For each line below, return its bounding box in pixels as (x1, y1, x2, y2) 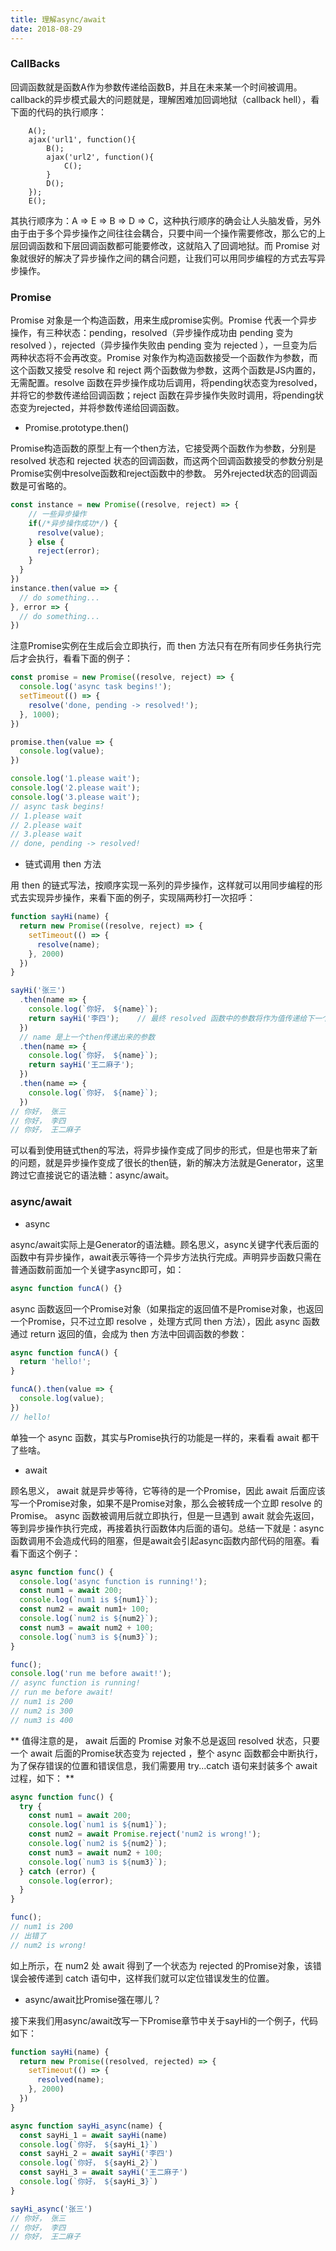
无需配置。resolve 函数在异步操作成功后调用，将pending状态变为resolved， (10, 377, 323, 389)
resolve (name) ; (36, 939, 101, 950)
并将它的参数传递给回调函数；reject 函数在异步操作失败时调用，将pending (10, 389, 316, 401)
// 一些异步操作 (28, 509, 87, 519)
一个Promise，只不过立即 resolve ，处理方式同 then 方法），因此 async (10, 1315, 301, 1327)
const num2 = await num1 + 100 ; (19, 1604, 150, 1615)
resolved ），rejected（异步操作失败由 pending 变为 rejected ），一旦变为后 (10, 339, 318, 351)
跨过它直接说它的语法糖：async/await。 (10, 1169, 175, 1181)
